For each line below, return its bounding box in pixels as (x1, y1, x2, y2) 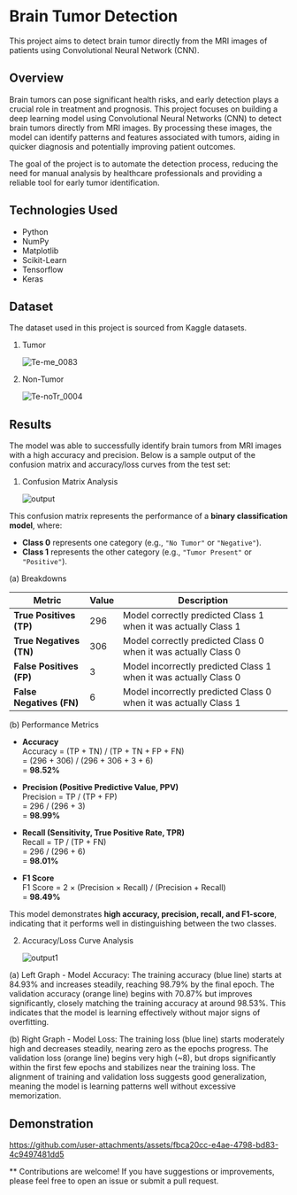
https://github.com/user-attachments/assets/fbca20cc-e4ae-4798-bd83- (9, 1140, 279, 1150)
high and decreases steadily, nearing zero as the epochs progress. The (9, 1044, 269, 1054)
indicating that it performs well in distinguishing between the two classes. (9, 919, 277, 929)
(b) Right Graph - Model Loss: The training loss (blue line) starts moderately (9, 1034, 285, 1044)
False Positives (13, 660, 79, 672)
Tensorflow (21, 264, 64, 275)
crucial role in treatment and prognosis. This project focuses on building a (9, 104, 278, 114)
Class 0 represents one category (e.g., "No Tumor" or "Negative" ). (21, 538, 263, 548)
